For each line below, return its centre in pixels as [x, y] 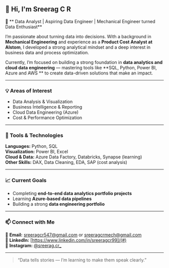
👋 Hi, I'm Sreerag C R [38, 9]
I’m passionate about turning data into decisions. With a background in [78, 36]
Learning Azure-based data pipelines [52, 199]
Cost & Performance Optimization [47, 118]
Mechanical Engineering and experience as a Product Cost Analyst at [79, 42]
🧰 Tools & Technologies [34, 135]
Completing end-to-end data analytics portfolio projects [72, 193]
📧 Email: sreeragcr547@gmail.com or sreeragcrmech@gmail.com [73, 235]
